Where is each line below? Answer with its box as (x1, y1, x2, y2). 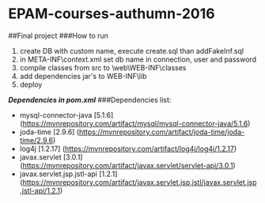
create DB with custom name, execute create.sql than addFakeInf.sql (19, 46, 244, 55)
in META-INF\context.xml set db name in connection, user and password (19, 55, 257, 64)
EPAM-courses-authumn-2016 (8, 5, 215, 23)
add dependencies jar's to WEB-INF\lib (19, 71, 147, 81)
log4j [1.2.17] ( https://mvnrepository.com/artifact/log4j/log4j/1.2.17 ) (19, 144, 237, 153)
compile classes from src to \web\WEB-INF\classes (19, 62, 187, 72)
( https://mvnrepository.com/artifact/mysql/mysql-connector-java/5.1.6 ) (19, 118, 251, 128)
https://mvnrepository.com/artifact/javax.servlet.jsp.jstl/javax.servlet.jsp (22, 177, 257, 186)
